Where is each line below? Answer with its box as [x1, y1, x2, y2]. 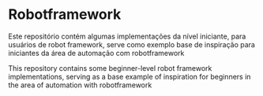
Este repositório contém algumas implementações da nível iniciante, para [8, 31, 246, 41]
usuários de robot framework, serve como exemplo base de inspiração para [8, 39, 255, 49]
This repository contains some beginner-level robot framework [8, 63, 212, 72]
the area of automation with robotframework [8, 80, 152, 90]
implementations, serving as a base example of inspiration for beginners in [8, 72, 251, 81]
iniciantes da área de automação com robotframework [8, 48, 185, 57]
